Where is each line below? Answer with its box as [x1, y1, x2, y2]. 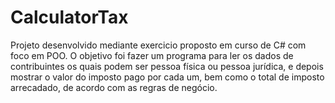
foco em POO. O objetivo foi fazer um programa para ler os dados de [10, 49, 294, 61]
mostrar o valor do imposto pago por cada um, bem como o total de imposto [10, 71, 325, 83]
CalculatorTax [10, 6, 129, 29]
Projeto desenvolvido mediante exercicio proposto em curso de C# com [10, 39, 307, 51]
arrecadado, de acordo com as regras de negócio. [10, 81, 218, 93]
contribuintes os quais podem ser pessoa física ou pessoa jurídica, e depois [10, 60, 324, 72]
